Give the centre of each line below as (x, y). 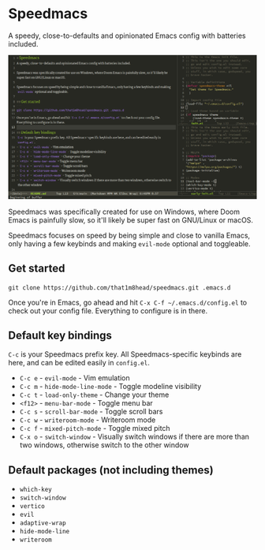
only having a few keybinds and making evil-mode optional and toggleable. (129, 243)
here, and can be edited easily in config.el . (79, 363)
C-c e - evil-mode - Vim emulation (75, 378)
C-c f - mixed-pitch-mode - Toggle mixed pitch (95, 428)
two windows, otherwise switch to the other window (104, 445)
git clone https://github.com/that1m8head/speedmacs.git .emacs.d (119, 288)
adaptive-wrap (43, 523)
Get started (37, 269)
